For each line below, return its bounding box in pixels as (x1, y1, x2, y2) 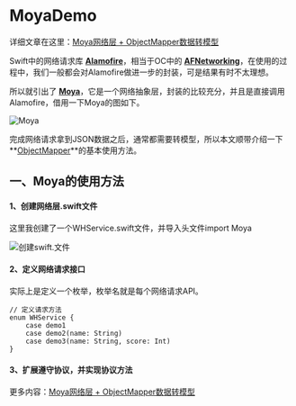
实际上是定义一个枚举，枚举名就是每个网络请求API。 (9, 285, 204, 296)
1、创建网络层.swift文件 (9, 200, 98, 212)
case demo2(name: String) (25, 329, 123, 338)
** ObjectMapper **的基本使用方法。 (9, 145, 142, 156)
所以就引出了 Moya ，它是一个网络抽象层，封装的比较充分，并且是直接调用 (9, 86, 285, 96)
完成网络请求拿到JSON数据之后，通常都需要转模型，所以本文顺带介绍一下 (9, 133, 283, 144)
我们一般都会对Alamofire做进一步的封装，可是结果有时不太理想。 (32, 67, 274, 77)
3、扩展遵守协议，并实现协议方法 (9, 365, 133, 375)
